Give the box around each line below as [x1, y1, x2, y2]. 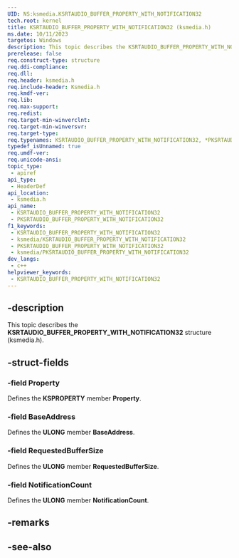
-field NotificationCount [7, 480, 92, 490]
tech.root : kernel [7, 17, 62, 24]
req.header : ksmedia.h [7, 76, 75, 84]
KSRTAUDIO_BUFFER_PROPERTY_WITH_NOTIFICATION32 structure [7, 329, 212, 337]
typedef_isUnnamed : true [7, 143, 81, 150]
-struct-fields [7, 356, 69, 368]
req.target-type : [7, 130, 59, 137]
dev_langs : [7, 256, 40, 263]
